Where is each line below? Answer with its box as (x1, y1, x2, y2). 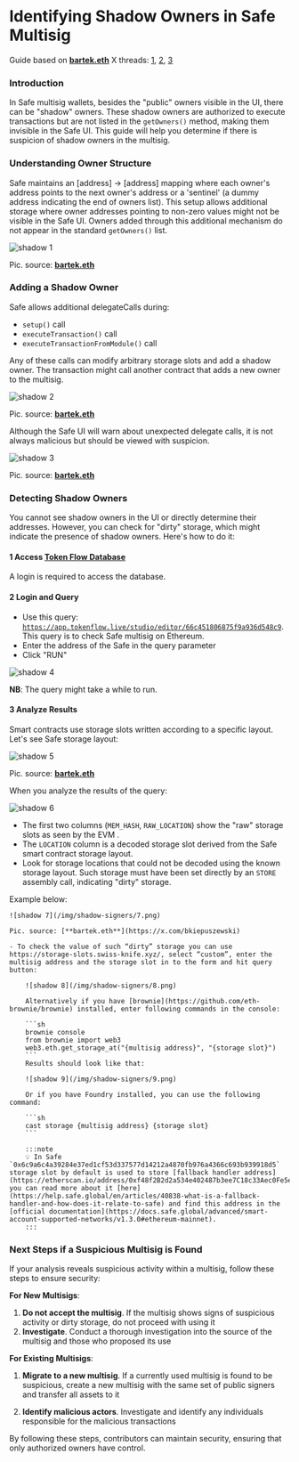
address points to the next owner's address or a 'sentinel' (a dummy (9, 187, 260, 198)
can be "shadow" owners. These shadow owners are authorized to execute (9, 107, 286, 118)
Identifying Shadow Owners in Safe (9, 6, 276, 27)
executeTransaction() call (21, 328, 117, 339)
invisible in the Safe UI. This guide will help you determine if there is (9, 126, 258, 136)
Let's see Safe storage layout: (9, 733, 118, 744)
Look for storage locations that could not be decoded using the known (21, 857, 280, 868)
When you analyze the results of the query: (9, 785, 167, 796)
